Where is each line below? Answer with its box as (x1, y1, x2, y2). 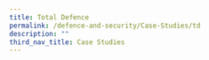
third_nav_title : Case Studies (9, 37, 125, 47)
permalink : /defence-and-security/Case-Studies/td (9, 21, 201, 30)
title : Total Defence (9, 12, 90, 22)
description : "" (9, 29, 69, 38)
